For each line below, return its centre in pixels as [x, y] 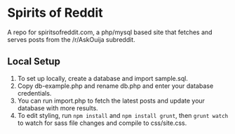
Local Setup [34, 62]
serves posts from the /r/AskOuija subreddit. [71, 39]
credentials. [34, 93]
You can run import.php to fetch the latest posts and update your [111, 100]
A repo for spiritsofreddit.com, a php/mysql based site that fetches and [110, 32]
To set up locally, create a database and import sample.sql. [102, 78]
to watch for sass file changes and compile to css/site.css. [102, 123]
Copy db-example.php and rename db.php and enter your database [115, 86]
